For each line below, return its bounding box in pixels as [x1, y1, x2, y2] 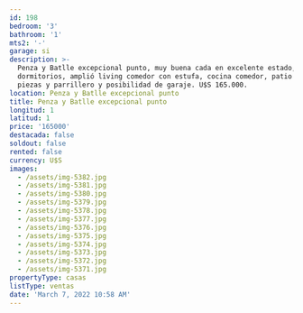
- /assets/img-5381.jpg [17, 181, 106, 190]
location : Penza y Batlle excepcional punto [9, 88, 179, 97]
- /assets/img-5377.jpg [17, 214, 106, 224]
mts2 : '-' [9, 38, 47, 48]
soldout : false [9, 139, 67, 148]
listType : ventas [9, 281, 75, 290]
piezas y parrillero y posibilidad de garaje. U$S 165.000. [17, 80, 248, 89]
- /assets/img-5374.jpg [17, 240, 106, 249]
